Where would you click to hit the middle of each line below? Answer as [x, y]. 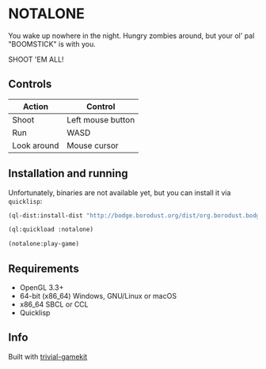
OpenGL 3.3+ [42, 288]
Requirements [44, 268]
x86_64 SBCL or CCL [54, 304]
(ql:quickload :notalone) [51, 230]
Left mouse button [101, 119]
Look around [36, 145]
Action [36, 106]
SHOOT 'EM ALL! [36, 59]
